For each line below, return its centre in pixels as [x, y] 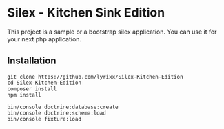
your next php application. [44, 39]
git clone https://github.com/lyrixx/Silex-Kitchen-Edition [95, 77]
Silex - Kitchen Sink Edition [86, 13]
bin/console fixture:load [44, 119]
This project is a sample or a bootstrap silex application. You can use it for [112, 32]
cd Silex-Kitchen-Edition [44, 83]
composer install [32, 89]
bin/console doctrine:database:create [63, 107]
